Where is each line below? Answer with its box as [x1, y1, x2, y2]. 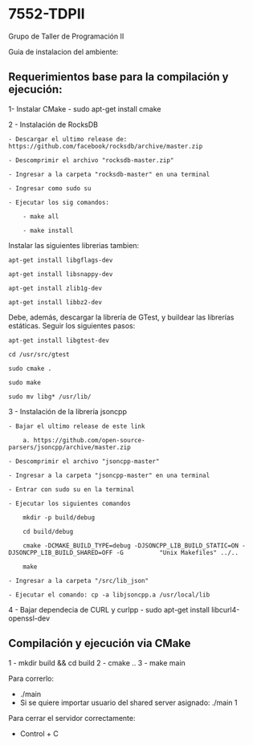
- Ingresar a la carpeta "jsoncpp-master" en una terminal [8, 471, 210, 479]
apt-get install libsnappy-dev [8, 270, 113, 278]
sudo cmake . [8, 364, 52, 372]
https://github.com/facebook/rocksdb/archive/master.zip [8, 142, 203, 150]
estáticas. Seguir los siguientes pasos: [8, 320, 136, 330]
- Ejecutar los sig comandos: [8, 198, 110, 206]
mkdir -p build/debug [22, 513, 95, 522]
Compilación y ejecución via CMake [8, 637, 191, 650]
